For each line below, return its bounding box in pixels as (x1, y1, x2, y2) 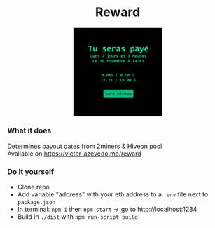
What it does (7, 126, 52, 135)
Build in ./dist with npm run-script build (17, 213, 138, 221)
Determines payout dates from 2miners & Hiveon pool (7, 142, 162, 150)
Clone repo (17, 183, 50, 192)
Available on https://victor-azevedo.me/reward (7, 149, 141, 158)
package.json (17, 199, 56, 206)
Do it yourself (7, 166, 55, 176)
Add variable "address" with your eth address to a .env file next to (17, 190, 209, 199)
